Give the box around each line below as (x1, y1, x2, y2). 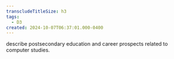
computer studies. (6, 47, 50, 54)
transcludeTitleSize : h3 (6, 8, 67, 14)
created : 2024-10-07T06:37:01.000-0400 (6, 24, 104, 31)
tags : (6, 14, 19, 20)
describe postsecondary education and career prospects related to (6, 40, 168, 47)
